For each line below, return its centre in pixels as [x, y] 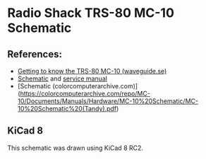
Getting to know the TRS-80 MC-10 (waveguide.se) [92, 71]
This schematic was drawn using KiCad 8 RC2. [75, 148]
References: [35, 54]
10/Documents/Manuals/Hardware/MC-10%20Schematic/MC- [108, 101]
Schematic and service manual [62, 78]
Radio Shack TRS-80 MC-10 [91, 13]
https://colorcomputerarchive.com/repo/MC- [85, 94]
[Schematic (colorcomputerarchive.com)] [78, 86]
